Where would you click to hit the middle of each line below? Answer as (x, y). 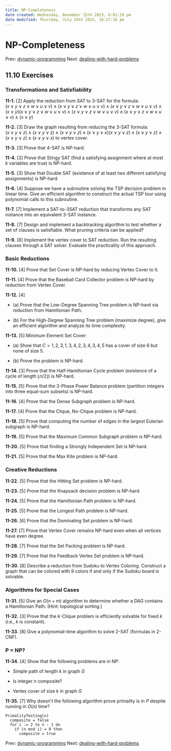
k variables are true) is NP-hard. (39, 163)
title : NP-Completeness (31, 10)
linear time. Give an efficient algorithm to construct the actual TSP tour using (86, 194)
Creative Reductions (31, 470)
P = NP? (15, 650)
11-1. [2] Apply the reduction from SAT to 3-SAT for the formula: (72, 101)
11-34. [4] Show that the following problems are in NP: (62, 661)
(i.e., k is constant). (26, 622)
